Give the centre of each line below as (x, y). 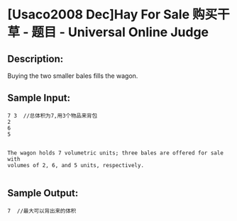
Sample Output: (43, 193)
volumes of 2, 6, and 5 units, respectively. (76, 165)
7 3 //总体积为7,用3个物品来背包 (53, 115)
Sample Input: (39, 98)
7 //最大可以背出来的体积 (42, 211)
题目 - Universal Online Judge (120, 32)
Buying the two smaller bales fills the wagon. (73, 76)
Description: (35, 58)
